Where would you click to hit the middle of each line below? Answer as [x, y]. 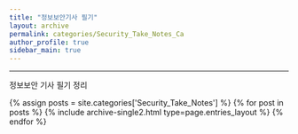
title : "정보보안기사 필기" [54, 17]
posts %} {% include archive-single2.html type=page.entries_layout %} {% [146, 113]
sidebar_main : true [45, 51]
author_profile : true [49, 42]
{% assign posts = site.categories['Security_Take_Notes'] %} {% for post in [146, 103]
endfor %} [28, 122]
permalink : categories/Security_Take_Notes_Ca [97, 34]
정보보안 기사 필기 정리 [48, 85]
